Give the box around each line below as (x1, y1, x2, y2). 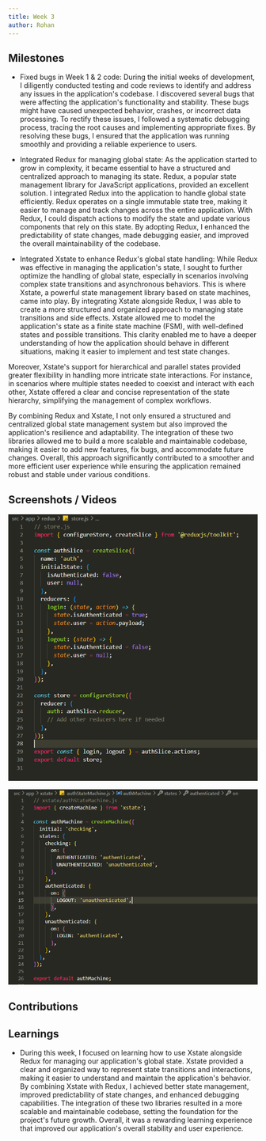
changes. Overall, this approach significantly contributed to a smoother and (8, 453, 255, 463)
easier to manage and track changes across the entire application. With (19, 206, 253, 215)
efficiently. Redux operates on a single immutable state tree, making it (19, 197, 248, 207)
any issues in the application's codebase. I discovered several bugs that (19, 89, 255, 99)
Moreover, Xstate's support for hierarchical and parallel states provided (8, 362, 241, 372)
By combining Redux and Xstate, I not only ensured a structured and (8, 411, 231, 421)
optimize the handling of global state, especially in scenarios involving (19, 271, 249, 281)
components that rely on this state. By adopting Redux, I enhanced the (19, 222, 250, 232)
